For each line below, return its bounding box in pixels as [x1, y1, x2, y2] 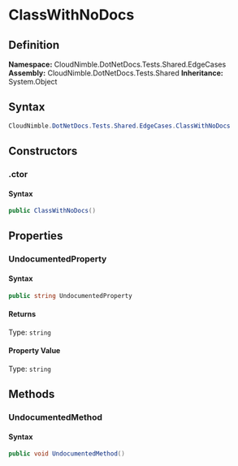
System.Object [8, 77, 58, 86]
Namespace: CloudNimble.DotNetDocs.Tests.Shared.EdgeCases [8, 59, 227, 69]
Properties [8, 229, 63, 243]
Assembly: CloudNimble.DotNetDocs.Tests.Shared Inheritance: [8, 68, 223, 78]
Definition [8, 38, 59, 52]
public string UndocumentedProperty [8, 291, 132, 300]
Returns [8, 309, 37, 319]
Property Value [8, 346, 61, 356]
